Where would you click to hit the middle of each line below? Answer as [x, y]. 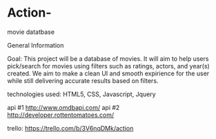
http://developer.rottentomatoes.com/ [61, 115]
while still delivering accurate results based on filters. [83, 80]
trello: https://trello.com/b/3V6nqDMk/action [70, 128]
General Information [36, 45]
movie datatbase [31, 32]
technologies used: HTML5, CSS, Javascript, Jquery [82, 94]
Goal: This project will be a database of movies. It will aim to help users [108, 58]
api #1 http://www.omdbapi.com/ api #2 [63, 107]
